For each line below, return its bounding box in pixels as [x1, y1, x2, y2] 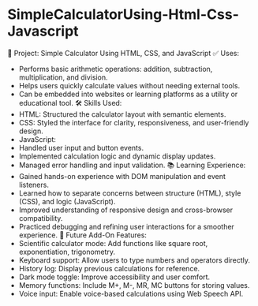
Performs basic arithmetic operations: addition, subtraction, [18, 64, 213, 73]
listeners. [18, 180, 49, 189]
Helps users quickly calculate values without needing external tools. [18, 80, 241, 90]
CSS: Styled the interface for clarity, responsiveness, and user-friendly [18, 118, 249, 127]
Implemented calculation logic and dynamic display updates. [18, 151, 216, 161]
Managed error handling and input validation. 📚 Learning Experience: [18, 160, 246, 170]
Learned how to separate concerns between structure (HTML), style [18, 188, 241, 198]
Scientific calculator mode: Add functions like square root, [18, 238, 208, 248]
